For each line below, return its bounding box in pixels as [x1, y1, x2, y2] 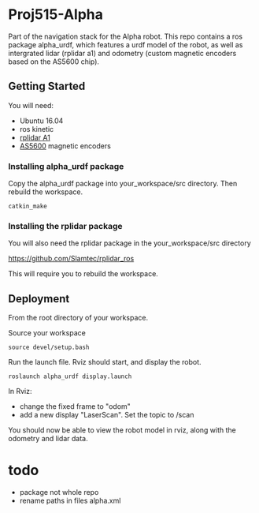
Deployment [8, 292, 70, 305]
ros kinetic [19, 124, 54, 133]
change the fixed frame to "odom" [19, 402, 131, 411]
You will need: [8, 100, 54, 110]
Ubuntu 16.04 [19, 116, 64, 125]
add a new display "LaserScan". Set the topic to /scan [19, 410, 194, 420]
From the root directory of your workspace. [8, 313, 148, 323]
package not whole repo [19, 488, 99, 497]
